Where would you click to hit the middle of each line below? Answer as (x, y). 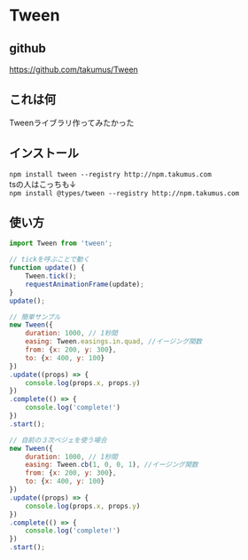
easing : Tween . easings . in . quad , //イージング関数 (113, 342)
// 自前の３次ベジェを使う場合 (58, 440)
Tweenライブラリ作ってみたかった (72, 122)
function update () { (47, 268)
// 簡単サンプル (35, 317)
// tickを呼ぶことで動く (50, 260)
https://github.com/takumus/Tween (74, 69)
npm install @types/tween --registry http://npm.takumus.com (124, 193)
